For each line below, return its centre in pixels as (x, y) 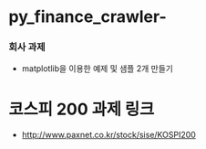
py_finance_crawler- (88, 17)
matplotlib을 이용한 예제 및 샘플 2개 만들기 (98, 69)
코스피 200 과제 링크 (82, 109)
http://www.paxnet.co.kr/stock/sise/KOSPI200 (109, 135)
